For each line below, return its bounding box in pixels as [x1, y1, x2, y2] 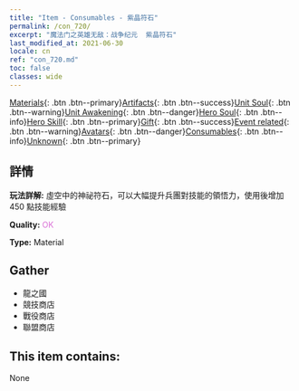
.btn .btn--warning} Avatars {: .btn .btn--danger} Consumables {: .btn [9, 126, 260, 137]
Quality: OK [9, 219, 54, 230]
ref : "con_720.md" [9, 55, 79, 64]
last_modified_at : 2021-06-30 [9, 38, 124, 48]
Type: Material [9, 236, 64, 247]
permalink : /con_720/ [9, 22, 92, 31]
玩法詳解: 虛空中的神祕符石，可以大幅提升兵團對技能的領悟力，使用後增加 [9, 189, 285, 200]
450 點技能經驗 [9, 201, 67, 212]
